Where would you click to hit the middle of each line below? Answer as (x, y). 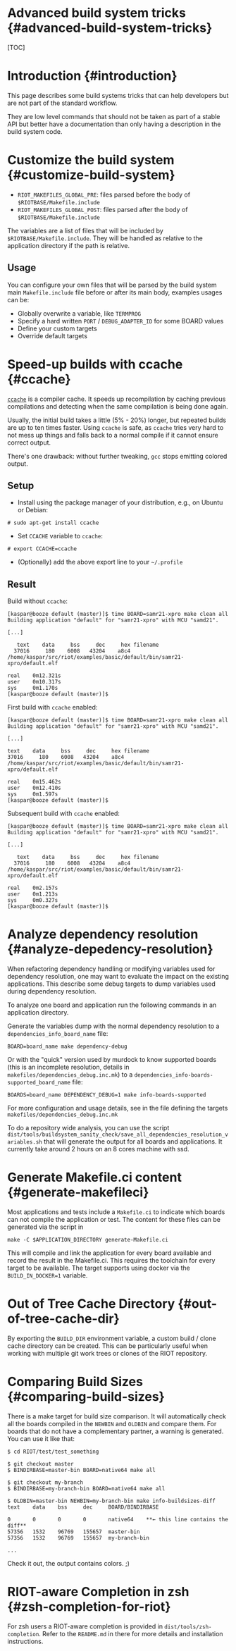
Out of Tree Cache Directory (91, 1304)
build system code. (35, 131)
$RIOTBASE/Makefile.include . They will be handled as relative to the (105, 238)
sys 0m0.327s (33, 901)
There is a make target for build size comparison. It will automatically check (117, 1416)
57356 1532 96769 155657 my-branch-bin (79, 1538)
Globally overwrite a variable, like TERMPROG (79, 313)
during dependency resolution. (52, 991)
